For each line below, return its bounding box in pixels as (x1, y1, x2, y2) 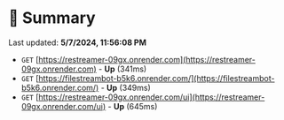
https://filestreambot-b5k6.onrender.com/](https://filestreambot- (38, 72, 275, 83)
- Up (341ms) (98, 64, 147, 74)
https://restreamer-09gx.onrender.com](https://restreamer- (38, 54, 256, 64)
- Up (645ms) (107, 101, 158, 111)
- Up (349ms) (100, 82, 152, 93)
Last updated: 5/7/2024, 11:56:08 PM (8, 37, 147, 48)
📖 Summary (8, 8, 96, 28)
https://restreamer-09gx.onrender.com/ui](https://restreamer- (38, 92, 265, 102)
